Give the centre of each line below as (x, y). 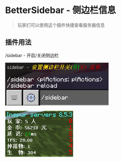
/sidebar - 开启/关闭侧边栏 (32, 55)
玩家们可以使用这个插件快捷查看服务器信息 (61, 25)
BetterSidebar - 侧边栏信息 (60, 10)
